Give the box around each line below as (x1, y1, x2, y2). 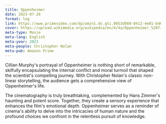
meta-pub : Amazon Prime (5, 48, 54, 53)
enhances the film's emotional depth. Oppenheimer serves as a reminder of (5, 103, 159, 109)
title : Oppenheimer (5, 7, 45, 12)
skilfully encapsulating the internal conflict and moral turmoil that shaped (5, 67, 154, 73)
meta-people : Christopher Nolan (5, 44, 72, 49)
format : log (5, 16, 30, 21)
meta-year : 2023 (5, 39, 39, 44)
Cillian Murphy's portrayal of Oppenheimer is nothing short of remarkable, (5, 62, 156, 68)
